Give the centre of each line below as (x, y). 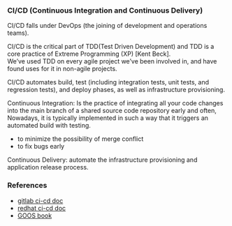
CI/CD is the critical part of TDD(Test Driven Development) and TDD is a (111, 47)
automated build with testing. (49, 126)
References (27, 186)
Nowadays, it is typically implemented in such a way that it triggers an (108, 118)
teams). (18, 33)
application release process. (48, 167)
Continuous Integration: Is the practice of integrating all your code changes (115, 103)
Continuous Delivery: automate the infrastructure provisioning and (102, 160)
